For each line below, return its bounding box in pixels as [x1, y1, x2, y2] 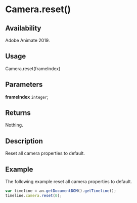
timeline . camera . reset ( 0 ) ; [5, 193, 62, 198]
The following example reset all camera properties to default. [5, 179, 132, 185]
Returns [5, 108, 31, 118]
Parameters [5, 80, 43, 89]
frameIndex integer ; [5, 94, 49, 100]
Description [5, 136, 43, 146]
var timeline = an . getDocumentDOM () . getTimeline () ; [5, 188, 116, 194]
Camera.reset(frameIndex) [5, 65, 61, 72]
